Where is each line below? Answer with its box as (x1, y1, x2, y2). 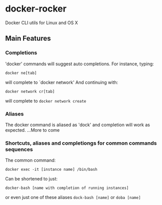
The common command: (5, 157, 56, 163)
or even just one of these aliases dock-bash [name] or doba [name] (5, 194, 141, 200)
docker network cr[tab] (5, 89, 55, 94)
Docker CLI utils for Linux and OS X (5, 20, 78, 26)
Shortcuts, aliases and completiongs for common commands (5, 139, 157, 146)
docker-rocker (5, 3, 67, 15)
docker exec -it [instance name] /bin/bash (5, 167, 98, 172)
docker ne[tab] (5, 70, 37, 75)
